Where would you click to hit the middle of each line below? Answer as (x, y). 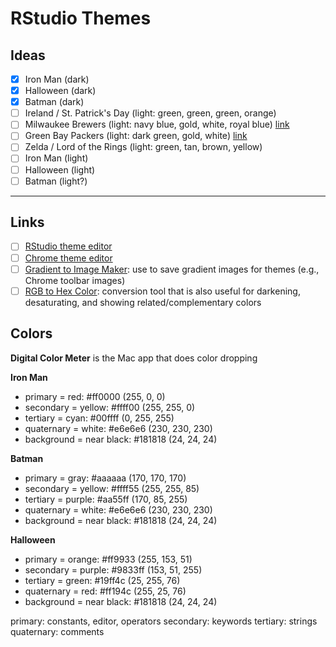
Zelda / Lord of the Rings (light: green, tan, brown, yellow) (143, 147)
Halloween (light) (60, 169)
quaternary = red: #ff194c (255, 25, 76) (105, 591)
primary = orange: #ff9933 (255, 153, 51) (108, 559)
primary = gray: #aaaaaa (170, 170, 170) (105, 478)
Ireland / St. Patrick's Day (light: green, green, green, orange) (150, 113)
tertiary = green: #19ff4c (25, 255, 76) (102, 580)
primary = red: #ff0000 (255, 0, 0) (95, 396)
